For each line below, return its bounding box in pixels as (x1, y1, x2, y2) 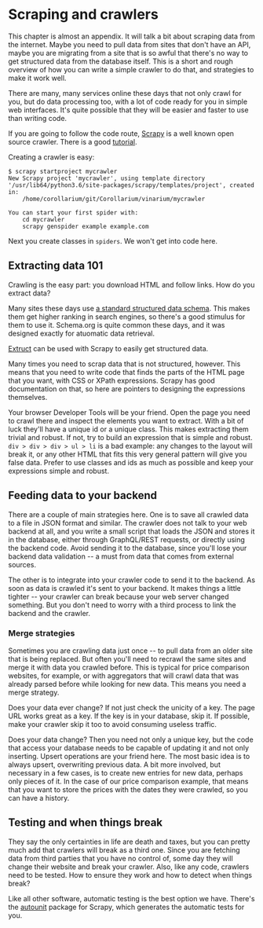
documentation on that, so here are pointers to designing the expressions (8, 383, 246, 394)
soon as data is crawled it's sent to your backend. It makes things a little (8, 583, 242, 592)
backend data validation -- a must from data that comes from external (8, 552, 234, 561)
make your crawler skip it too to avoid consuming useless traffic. (8, 719, 217, 728)
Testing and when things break (8, 816, 163, 830)
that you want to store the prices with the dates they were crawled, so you (8, 784, 249, 794)
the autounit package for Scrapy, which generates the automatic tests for (8, 902, 245, 911)
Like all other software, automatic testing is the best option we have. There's (8, 893, 255, 903)
